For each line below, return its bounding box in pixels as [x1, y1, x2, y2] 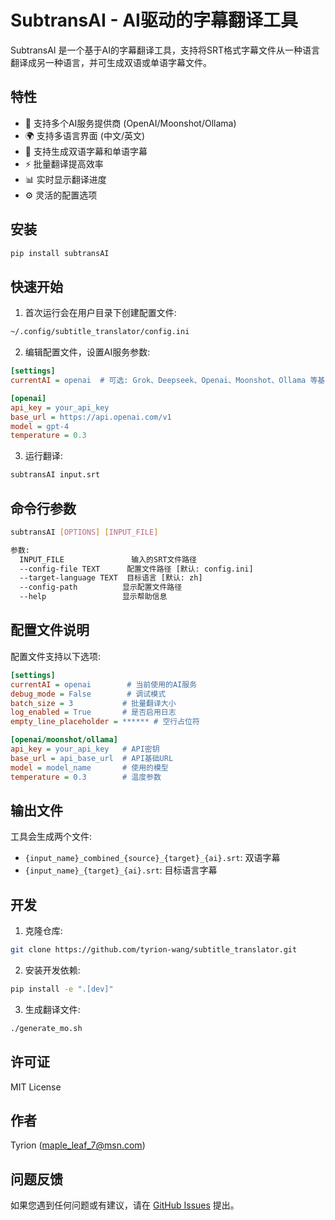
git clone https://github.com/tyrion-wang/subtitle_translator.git [10, 945, 298, 955]
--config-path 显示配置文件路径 [19, 582, 183, 593]
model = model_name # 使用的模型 [10, 762, 169, 773]
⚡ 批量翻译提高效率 [24, 157, 104, 170]
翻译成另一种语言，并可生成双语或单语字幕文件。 [10, 56, 212, 68]
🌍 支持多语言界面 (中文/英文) [24, 129, 146, 141]
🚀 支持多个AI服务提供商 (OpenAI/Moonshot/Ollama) [24, 117, 237, 129]
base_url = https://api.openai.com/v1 [10, 412, 172, 422]
